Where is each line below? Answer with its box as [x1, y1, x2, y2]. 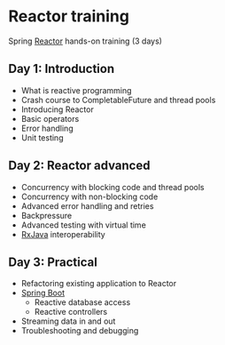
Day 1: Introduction [8, 61, 115, 76]
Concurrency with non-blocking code [20, 191, 159, 202]
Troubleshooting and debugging [20, 325, 139, 336]
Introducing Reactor [20, 104, 94, 115]
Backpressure [20, 210, 73, 221]
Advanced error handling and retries [20, 200, 154, 211]
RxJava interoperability [20, 229, 105, 239]
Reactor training [8, 6, 130, 27]
